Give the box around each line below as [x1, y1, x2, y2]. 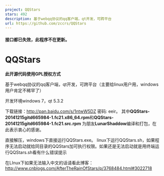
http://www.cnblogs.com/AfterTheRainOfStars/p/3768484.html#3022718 [5, 165, 152, 171]
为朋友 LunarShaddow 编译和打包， [82, 121, 153, 126]
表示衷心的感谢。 [9, 126, 44, 132]
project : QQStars [5, 7, 41, 12]
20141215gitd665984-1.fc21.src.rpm [5, 121, 81, 126]
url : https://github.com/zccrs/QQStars [5, 21, 87, 26]
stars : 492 [5, 12, 27, 17]
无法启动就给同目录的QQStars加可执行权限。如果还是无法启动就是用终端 [9, 143, 155, 149]
